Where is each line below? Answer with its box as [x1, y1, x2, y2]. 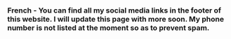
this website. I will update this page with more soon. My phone [7, 14, 225, 24]
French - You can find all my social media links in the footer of [7, 6, 221, 15]
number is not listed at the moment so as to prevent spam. [7, 23, 210, 33]
